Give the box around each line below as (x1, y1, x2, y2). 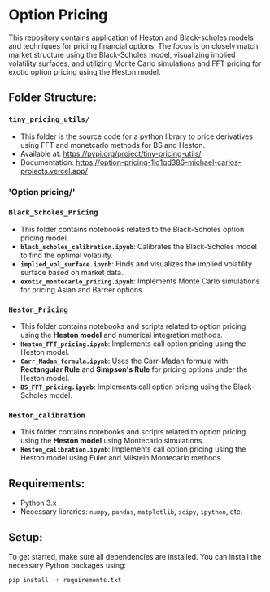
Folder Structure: (8, 91, 98, 105)
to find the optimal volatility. (20, 250, 114, 260)
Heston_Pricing (8, 305, 69, 314)
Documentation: (20, 157, 75, 167)
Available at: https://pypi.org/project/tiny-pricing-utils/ (20, 149, 202, 158)
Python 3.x (20, 498, 57, 508)
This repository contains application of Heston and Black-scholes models (8, 32, 254, 42)
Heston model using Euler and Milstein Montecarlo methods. (20, 453, 224, 463)
